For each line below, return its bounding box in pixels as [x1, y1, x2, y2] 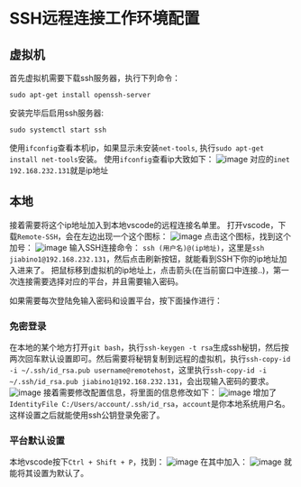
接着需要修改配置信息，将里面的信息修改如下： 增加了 [43, 387, 278, 398]
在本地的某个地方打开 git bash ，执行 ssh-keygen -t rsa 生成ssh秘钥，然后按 [9, 342, 290, 353]
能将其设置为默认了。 [9, 468, 88, 479]
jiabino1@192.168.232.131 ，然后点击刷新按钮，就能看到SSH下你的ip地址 [9, 253, 279, 264]
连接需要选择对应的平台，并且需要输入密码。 [16, 276, 183, 287]
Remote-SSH [17, 232, 59, 242]
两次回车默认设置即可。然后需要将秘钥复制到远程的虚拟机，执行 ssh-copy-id [9, 354, 291, 364]
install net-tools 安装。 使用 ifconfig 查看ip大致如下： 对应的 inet [9, 154, 290, 164]
